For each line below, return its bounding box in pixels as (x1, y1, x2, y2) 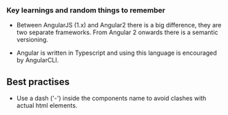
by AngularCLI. (16, 56, 59, 64)
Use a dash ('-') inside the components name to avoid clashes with (16, 94, 207, 103)
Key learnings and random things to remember (6, 5, 166, 15)
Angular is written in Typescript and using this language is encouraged (16, 49, 218, 57)
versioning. (16, 36, 49, 44)
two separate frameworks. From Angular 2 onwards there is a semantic (16, 28, 218, 36)
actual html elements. (16, 101, 78, 110)
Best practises (6, 76, 70, 88)
